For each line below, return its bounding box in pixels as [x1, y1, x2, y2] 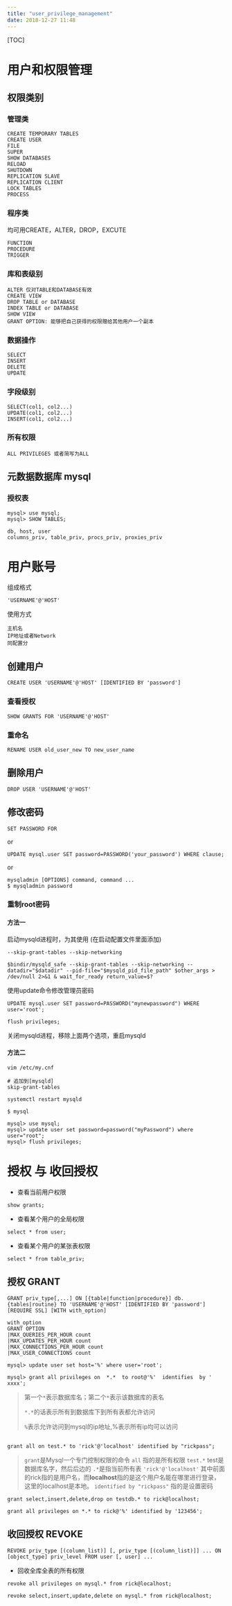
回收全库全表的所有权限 [17, 1566, 84, 1575]
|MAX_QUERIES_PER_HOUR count [7, 1331, 91, 1338]
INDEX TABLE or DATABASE [7, 305, 79, 311]
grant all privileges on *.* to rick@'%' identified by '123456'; [7, 1507, 203, 1514]
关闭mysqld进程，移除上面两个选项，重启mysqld [7, 1031, 146, 1039]
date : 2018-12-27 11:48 [7, 17, 76, 24]
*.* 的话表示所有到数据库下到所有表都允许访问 [24, 1408, 156, 1416]
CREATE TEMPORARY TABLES [7, 130, 79, 137]
